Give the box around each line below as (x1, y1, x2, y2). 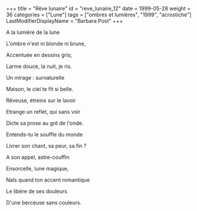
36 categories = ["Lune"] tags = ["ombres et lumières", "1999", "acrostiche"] (6, 11, 192, 18)
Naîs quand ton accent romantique (6, 176, 90, 183)
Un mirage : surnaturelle (6, 74, 65, 81)
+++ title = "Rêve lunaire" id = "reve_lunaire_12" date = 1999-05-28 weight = (6, 5, 191, 12)
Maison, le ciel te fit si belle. (6, 86, 74, 93)
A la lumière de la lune (6, 29, 60, 36)
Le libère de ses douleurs (6, 188, 68, 195)
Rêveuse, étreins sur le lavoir (6, 97, 76, 104)
